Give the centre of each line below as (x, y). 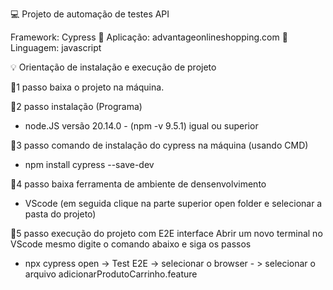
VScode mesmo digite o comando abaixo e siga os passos (131, 244)
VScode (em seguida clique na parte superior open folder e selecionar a (173, 203)
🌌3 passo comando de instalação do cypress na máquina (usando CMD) (159, 145)
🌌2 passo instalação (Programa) (76, 106)
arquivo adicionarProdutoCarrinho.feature (111, 274)
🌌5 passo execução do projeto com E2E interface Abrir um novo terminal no (166, 233)
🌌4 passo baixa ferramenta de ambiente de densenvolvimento (138, 184)
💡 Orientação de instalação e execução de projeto (113, 67)
